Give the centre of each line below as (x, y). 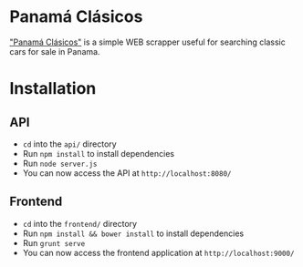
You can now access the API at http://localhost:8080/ (127, 173)
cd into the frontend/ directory (80, 223)
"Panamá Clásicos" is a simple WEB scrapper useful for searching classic (147, 42)
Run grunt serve (54, 242)
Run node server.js (60, 163)
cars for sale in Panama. (55, 51)
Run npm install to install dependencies (99, 153)
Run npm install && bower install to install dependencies (133, 233)
